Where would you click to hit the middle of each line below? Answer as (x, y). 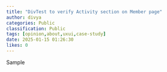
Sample (16, 62)
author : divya (24, 17)
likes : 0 (17, 46)
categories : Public (31, 23)
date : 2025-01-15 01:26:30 (40, 40)
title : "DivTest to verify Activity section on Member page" (84, 12)
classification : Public (36, 28)
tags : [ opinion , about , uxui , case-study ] (56, 34)
